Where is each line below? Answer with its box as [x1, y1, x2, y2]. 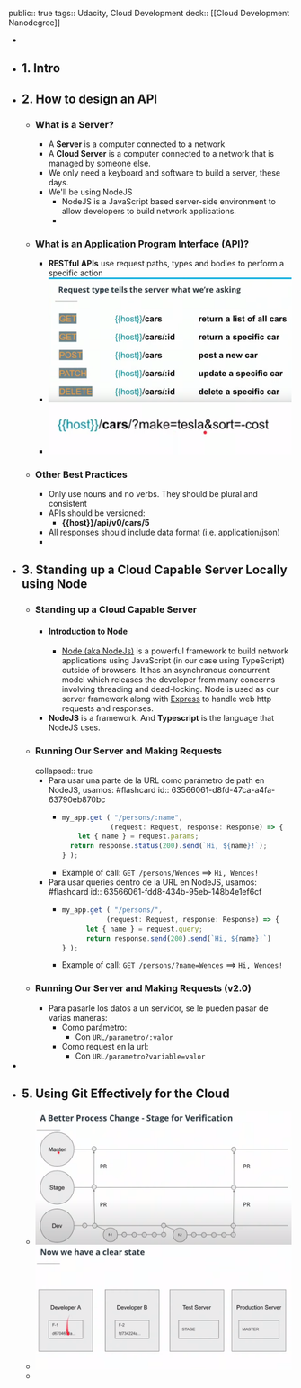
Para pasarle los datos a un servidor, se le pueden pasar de [48, 1003, 269, 1014]
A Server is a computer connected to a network [48, 139, 226, 149]
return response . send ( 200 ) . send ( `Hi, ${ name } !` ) [85, 933, 271, 943]
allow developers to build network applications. [61, 206, 237, 217]
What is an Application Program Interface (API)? [34, 238, 249, 250]
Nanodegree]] [8, 17, 60, 28]
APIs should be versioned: [48, 508, 146, 518]
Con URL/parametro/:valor [75, 1031, 174, 1042]
